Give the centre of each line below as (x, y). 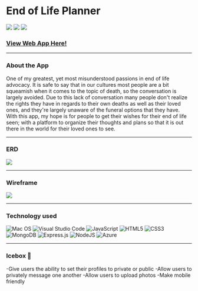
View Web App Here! (37, 43)
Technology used (32, 216)
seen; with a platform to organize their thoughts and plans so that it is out (95, 122)
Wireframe (22, 182)
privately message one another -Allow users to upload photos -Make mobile (98, 275)
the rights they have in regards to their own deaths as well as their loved (93, 103)
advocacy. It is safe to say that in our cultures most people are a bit (88, 84)
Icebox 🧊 (19, 256)
